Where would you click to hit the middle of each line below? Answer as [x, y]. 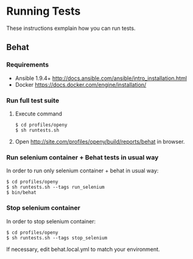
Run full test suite [33, 100]
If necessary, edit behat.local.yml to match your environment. [83, 249]
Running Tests [44, 11]
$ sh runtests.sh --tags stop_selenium [57, 238]
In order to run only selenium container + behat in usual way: [82, 171]
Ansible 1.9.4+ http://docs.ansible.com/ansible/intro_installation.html [101, 78]
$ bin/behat [21, 193]
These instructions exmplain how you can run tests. [71, 28]
